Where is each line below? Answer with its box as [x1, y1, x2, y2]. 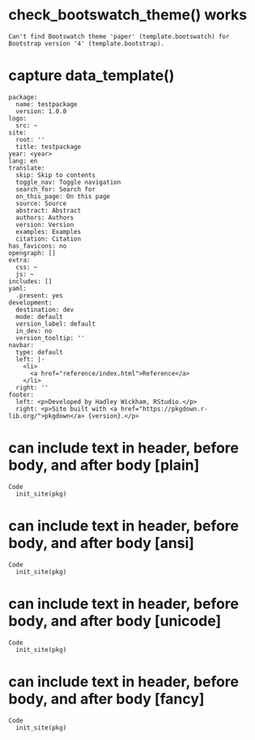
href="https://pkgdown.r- [120, 405, 208, 413]
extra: [8, 256, 31, 264]
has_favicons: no [8, 241, 67, 250]
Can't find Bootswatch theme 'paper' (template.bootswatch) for [8, 32, 230, 40]
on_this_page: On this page [15, 192, 111, 200]
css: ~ [15, 263, 38, 271]
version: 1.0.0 [15, 107, 67, 115]
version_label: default [15, 320, 96, 328]
